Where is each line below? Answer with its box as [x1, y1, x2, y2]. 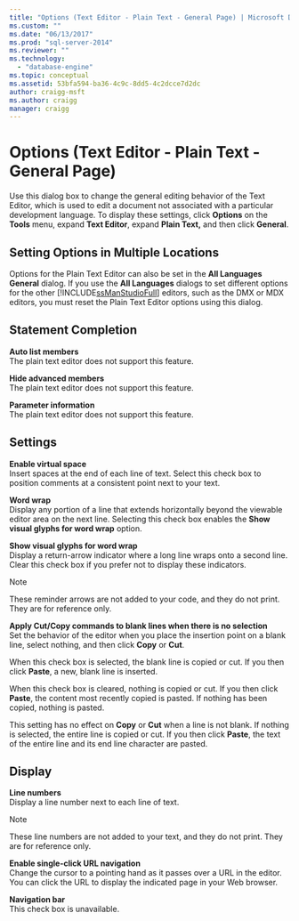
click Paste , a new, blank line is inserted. [9, 666, 158, 676]
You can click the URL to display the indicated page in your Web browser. [9, 877, 279, 888]
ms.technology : [9, 54, 66, 63]
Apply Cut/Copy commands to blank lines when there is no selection [9, 620, 269, 631]
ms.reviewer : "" [9, 46, 69, 55]
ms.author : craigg [9, 95, 77, 105]
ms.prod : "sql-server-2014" [9, 37, 114, 47]
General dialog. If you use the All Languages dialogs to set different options [9, 278, 288, 288]
